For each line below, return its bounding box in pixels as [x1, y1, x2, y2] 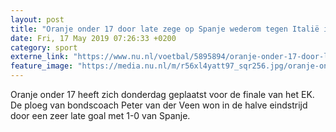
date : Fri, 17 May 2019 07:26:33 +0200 [10, 33, 177, 43]
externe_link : [10, 52, 70, 62]
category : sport [10, 42, 78, 53]
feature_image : [10, 61, 74, 71]
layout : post [10, 14, 65, 25]
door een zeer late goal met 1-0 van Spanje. [10, 110, 191, 121]
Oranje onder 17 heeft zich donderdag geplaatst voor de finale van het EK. [10, 89, 315, 100]
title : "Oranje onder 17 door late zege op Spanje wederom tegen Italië [10, 24, 320, 34]
